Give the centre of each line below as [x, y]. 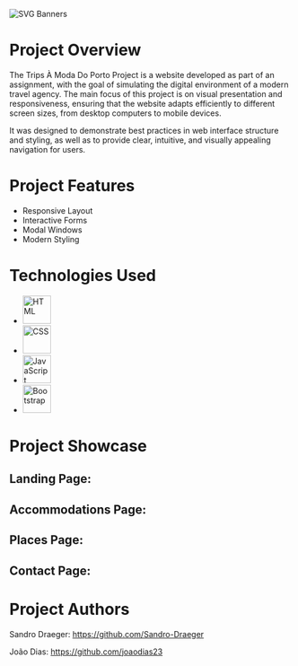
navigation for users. [48, 149]
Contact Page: [50, 570]
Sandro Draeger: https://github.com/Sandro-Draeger [107, 634]
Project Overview [75, 50]
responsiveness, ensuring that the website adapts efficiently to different [142, 103]
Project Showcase [78, 446]
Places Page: [46, 540]
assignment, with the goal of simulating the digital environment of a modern [149, 84]
